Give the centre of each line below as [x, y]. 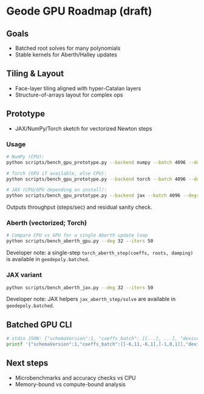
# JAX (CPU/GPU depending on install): [57, 190]
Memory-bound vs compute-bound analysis [70, 384]
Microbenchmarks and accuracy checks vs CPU [75, 378]
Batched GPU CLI [39, 324]
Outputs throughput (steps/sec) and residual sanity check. [79, 207]
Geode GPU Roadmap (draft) [79, 11]
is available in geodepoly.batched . [48, 259]
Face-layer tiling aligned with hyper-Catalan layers [78, 88]
